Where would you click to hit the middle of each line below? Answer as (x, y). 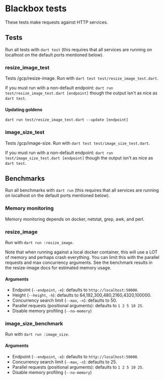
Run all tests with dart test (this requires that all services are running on (79, 49)
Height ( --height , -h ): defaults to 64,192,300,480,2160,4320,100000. (82, 295)
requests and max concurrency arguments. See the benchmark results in (79, 262)
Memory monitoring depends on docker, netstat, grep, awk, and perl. (75, 219)
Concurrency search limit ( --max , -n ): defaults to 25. (64, 362)
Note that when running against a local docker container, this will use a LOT (82, 252)
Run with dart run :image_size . (37, 334)
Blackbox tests (36, 9)
